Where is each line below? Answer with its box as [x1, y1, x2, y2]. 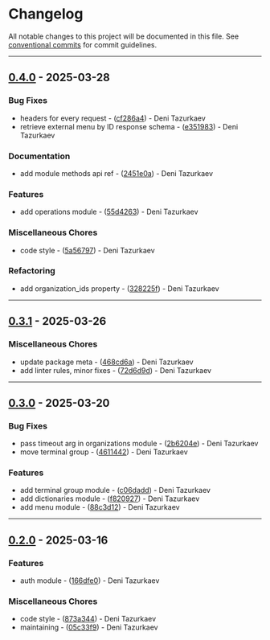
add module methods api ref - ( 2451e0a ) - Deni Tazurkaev [19, 168, 214, 178]
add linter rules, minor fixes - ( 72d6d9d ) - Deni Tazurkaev [19, 365, 211, 375]
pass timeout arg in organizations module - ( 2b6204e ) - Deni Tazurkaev [19, 439, 259, 449]
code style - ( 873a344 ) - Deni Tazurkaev [19, 614, 157, 624]
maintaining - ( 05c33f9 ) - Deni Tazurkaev [19, 622, 158, 632]
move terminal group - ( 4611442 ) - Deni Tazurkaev [19, 447, 189, 457]
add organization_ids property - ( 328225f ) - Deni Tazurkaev [19, 283, 219, 293]
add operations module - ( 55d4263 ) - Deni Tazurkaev [19, 207, 198, 217]
